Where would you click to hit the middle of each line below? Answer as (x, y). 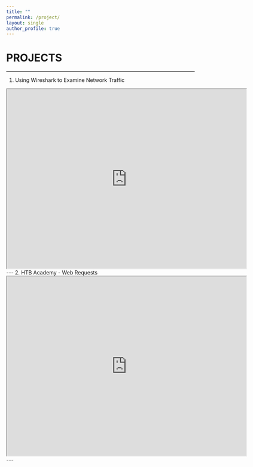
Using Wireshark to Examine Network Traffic (70, 80)
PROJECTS (34, 58)
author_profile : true (33, 28)
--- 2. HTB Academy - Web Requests (52, 273)
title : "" (19, 12)
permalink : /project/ (33, 17)
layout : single (25, 23)
